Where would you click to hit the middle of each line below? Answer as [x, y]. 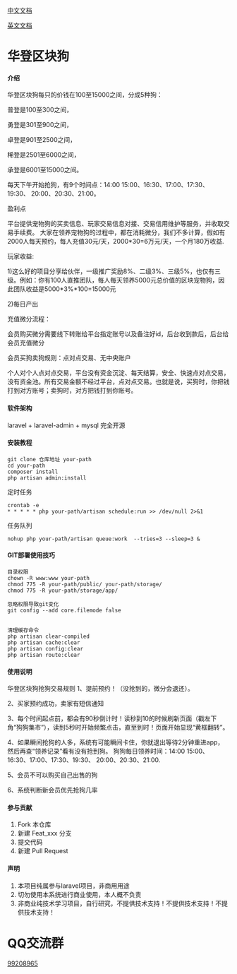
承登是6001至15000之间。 [45, 170]
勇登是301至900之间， [40, 125]
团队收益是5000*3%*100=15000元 [65, 289]
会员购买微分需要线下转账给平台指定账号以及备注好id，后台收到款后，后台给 [118, 334]
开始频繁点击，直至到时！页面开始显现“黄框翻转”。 [155, 727]
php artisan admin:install [47, 478]
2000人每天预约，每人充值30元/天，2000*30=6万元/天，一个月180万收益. [116, 242]
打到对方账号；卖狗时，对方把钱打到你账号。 [72, 391]
